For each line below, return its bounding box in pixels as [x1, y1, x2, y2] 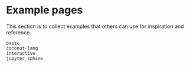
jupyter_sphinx [6, 55, 44, 61]
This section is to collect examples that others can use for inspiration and [6, 23, 184, 30]
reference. [6, 29, 31, 36]
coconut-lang [6, 45, 38, 51]
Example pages [6, 3, 83, 17]
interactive [6, 50, 35, 56]
